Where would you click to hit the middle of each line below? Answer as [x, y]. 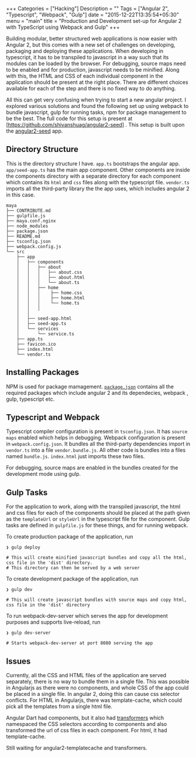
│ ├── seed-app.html [44, 318]
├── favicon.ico [37, 344]
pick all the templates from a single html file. [59, 707]
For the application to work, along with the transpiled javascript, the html [93, 506]
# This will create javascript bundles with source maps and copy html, [97, 600]
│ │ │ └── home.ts [48, 303]
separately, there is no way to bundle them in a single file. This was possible [98, 682]
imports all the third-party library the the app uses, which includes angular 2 [98, 188]
